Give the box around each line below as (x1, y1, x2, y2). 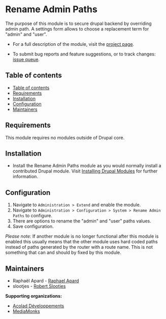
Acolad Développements (12, 303, 64, 309)
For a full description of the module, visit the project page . (12, 41, 135, 47)
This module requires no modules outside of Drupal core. (5, 134, 125, 140)
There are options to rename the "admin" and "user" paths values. (12, 218, 151, 224)
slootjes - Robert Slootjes (12, 283, 66, 289)
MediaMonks (12, 308, 40, 314)
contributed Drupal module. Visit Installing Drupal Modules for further (12, 168, 158, 174)
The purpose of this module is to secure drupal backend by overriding (5, 20, 152, 26)
